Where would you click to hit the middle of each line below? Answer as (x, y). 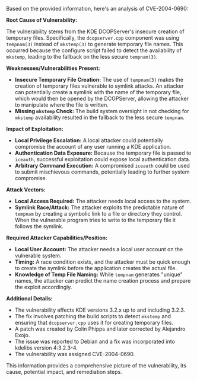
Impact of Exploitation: (35, 129)
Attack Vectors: (26, 190)
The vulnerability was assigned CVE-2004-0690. (75, 354)
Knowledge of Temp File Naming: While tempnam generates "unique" (99, 274)
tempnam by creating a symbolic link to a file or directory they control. (98, 214)
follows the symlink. (39, 226)
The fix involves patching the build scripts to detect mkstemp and (93, 316)
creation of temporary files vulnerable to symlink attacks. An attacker (99, 86)
